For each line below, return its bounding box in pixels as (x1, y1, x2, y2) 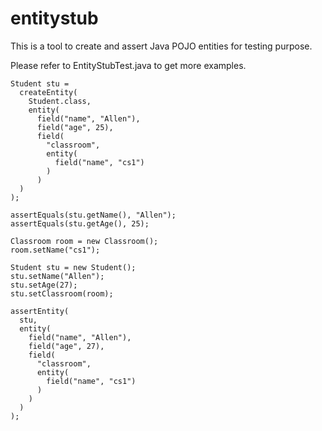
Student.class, (28, 96, 92, 106)
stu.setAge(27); (10, 280, 78, 290)
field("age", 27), (28, 341, 105, 351)
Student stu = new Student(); (10, 262, 137, 272)
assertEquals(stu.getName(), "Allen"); (10, 210, 177, 220)
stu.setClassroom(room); (10, 288, 114, 299)
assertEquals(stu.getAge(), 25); (10, 218, 150, 229)
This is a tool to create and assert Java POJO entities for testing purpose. (10, 40, 313, 52)
